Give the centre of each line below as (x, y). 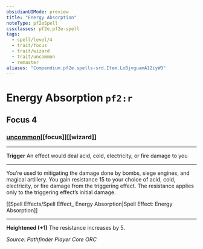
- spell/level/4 (32, 40)
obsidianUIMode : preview (37, 12)
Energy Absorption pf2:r (69, 98)
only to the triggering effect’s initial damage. (61, 192)
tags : (13, 34)
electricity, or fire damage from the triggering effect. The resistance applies (100, 186)
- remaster (25, 62)
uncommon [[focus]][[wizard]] (51, 137)
